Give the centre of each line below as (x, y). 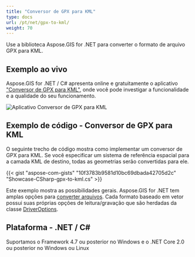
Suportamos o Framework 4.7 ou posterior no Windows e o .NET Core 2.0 (95, 242)
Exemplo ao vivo (37, 69)
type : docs (19, 17)
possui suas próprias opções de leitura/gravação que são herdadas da (92, 202)
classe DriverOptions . (32, 209)
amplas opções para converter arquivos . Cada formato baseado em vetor (95, 197)
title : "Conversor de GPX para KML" (51, 11)
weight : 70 (19, 28)
